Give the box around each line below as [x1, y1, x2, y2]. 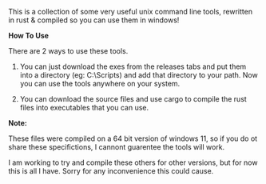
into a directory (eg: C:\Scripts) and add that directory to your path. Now [19, 70, 258, 79]
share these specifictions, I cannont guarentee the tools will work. [8, 142, 225, 151]
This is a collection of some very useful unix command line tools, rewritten [8, 7, 253, 16]
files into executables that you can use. [19, 103, 149, 112]
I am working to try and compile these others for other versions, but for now [8, 158, 258, 167]
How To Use [8, 31, 50, 40]
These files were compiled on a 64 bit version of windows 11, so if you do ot [8, 134, 258, 143]
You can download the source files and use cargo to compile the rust [19, 94, 248, 103]
